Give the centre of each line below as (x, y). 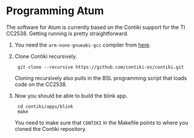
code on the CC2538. (41, 84)
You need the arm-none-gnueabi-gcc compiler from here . (83, 45)
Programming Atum (55, 11)
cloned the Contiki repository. (50, 129)
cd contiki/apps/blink (45, 106)
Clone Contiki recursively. (46, 56)
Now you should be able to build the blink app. (71, 96)
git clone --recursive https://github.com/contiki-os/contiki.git (101, 67)
